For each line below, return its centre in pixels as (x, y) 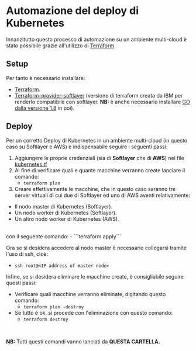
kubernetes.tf (31, 164)
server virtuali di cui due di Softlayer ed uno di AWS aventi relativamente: (102, 195)
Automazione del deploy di (73, 11)
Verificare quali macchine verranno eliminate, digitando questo (90, 294)
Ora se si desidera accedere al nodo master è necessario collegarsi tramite (97, 248)
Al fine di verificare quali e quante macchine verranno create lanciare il (100, 170)
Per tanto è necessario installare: (46, 78)
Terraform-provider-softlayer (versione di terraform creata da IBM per (99, 95)
